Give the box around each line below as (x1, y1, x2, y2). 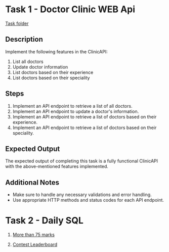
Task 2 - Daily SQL (5, 215, 83, 227)
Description (5, 35, 43, 44)
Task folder (5, 20, 29, 26)
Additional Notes (5, 178, 60, 186)
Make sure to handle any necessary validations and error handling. (12, 192, 152, 198)
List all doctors (12, 58, 44, 65)
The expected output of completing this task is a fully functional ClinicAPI (5, 158, 158, 164)
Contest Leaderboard (12, 241, 58, 247)
